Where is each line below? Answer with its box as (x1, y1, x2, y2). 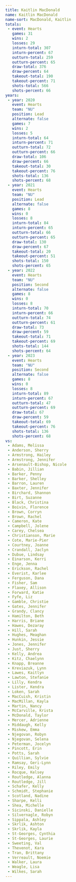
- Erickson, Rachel (7, 566, 49, 571)
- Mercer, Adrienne (7, 718, 49, 723)
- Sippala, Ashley (7, 817, 47, 822)
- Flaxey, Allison (7, 585, 47, 590)
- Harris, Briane (7, 618, 44, 623)
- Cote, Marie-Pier (7, 538, 49, 543)
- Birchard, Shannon (7, 490, 51, 495)
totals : (5, 21, 22, 27)
